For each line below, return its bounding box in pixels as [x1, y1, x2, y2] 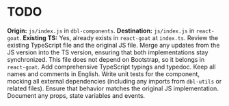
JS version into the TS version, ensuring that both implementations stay [7, 48, 208, 56]
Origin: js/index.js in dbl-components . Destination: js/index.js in [7, 26, 195, 35]
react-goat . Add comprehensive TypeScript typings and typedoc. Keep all [7, 63, 216, 71]
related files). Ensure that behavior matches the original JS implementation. [7, 84, 219, 92]
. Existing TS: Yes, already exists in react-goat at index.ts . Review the [19, 33, 219, 41]
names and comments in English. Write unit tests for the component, [7, 69, 200, 78]
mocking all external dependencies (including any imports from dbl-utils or [7, 77, 222, 85]
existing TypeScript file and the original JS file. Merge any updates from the [7, 41, 220, 49]
